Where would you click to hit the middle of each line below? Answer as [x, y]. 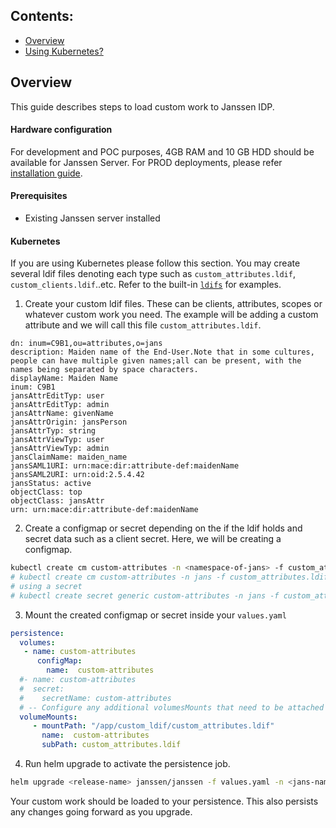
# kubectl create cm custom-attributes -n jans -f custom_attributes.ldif [169, 577]
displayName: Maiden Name [64, 379]
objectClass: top [46, 492]
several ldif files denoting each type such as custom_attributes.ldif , [153, 274]
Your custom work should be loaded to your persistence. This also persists [164, 801]
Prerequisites [39, 196]
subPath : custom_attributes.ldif [111, 745]
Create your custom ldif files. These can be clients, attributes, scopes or [173, 304]
